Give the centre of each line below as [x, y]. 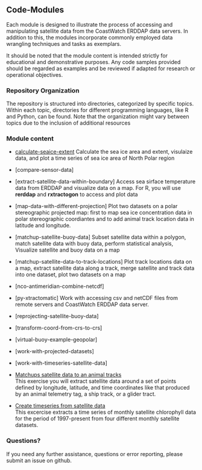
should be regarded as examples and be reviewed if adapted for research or [101, 68]
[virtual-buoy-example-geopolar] [56, 340]
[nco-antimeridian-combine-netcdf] [59, 286]
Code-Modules [35, 10]
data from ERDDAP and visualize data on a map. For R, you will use [98, 188]
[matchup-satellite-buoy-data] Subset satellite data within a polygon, [100, 237]
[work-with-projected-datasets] [55, 351]
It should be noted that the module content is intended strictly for [87, 55]
